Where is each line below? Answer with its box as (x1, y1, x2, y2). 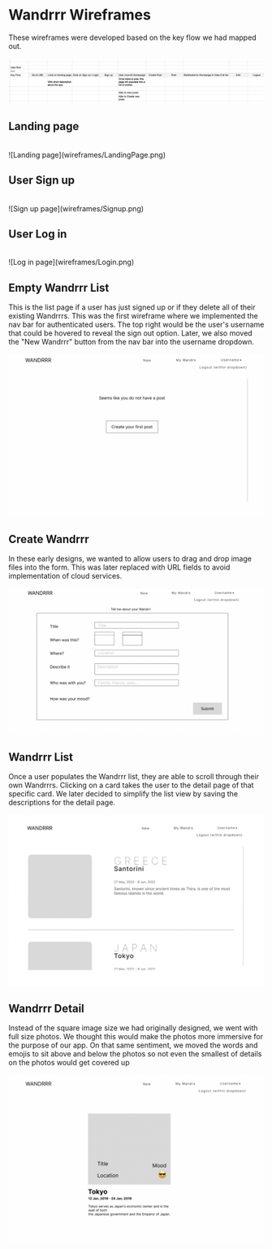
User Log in (8, 228, 67, 241)
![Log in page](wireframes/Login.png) (8, 258, 135, 267)
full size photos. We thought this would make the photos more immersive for (8, 1032, 264, 1042)
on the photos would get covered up (8, 1058, 130, 1068)
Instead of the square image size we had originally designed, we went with (8, 1023, 258, 1033)
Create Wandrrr (8, 532, 89, 546)
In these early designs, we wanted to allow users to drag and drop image (8, 554, 252, 564)
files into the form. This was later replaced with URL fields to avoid (8, 562, 231, 572)
